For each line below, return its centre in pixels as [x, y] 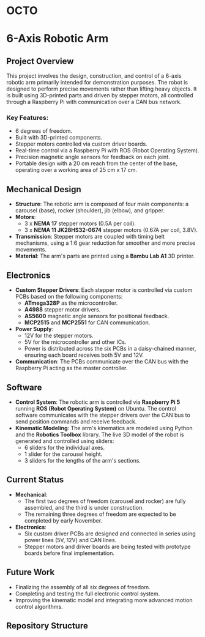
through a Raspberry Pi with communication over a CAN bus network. [94, 102]
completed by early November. [63, 520]
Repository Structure [47, 626]
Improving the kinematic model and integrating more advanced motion [104, 600]
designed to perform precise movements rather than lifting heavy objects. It [102, 89]
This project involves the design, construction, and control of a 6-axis [94, 76]
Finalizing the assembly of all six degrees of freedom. [83, 587]
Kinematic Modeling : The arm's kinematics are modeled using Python [104, 428]
